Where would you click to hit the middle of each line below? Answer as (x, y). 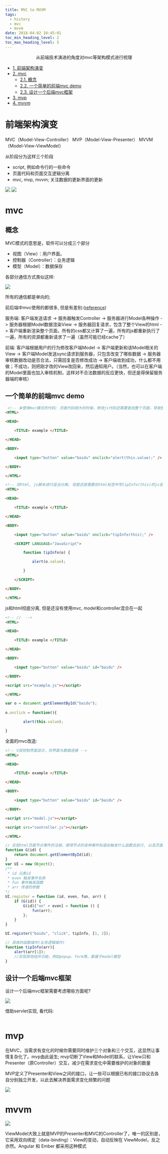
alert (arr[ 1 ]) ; (30, 952)
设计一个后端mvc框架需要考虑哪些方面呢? (48, 991)
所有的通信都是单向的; (28, 297)
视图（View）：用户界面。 (38, 254)
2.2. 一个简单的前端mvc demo (50, 86)
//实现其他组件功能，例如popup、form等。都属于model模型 (67, 956)
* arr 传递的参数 (23, 887)
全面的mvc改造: (21, 741)
